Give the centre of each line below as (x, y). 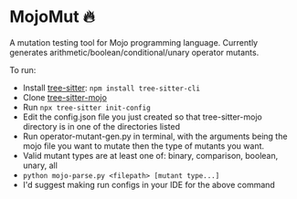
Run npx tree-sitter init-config (86, 107)
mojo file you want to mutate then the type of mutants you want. (143, 146)
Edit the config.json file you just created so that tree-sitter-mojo (142, 117)
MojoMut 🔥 (52, 17)
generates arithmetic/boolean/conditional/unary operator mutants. (134, 52)
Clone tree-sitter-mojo (65, 97)
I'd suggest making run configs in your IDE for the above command (149, 184)
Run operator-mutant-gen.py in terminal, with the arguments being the (155, 136)
